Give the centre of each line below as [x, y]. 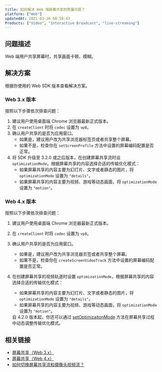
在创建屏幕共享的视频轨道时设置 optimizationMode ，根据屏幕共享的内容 [83, 277]
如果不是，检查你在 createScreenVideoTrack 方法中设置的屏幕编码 [84, 260]
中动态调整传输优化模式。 [37, 323]
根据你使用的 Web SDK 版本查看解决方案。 [48, 86]
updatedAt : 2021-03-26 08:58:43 [37, 18]
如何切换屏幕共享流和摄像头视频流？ [48, 365]
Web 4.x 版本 [21, 201]
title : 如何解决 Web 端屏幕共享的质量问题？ [45, 9]
